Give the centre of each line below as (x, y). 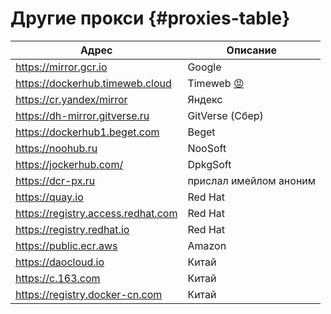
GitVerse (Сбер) (225, 115)
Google (204, 67)
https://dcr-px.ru (55, 180)
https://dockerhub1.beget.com (87, 132)
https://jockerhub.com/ (69, 164)
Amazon (207, 245)
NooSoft (207, 148)
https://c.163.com (58, 278)
